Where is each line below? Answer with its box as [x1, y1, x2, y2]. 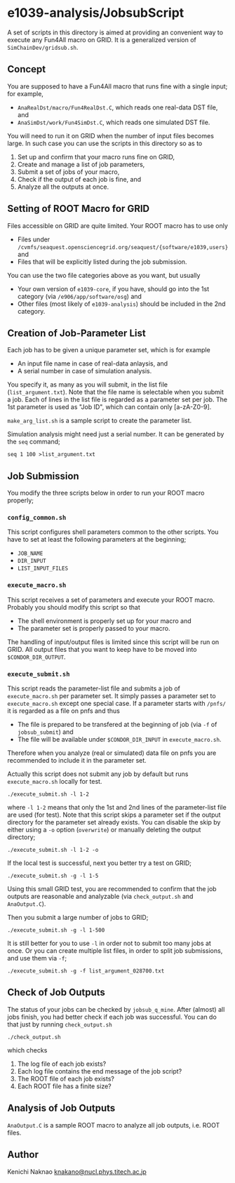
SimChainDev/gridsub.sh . [7, 43, 79, 51]
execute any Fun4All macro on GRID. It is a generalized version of [7, 35, 196, 44]
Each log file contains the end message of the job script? [17, 1067, 182, 1075]
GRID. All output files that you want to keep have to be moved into [7, 645, 197, 653]
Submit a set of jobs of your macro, [17, 167, 120, 176]
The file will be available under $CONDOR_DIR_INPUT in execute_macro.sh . [17, 735, 222, 744]
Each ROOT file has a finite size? [17, 1082, 112, 1090]
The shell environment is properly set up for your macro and [17, 616, 192, 625]
